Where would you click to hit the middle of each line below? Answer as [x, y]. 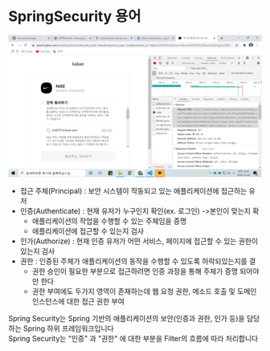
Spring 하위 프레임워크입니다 [68, 329]
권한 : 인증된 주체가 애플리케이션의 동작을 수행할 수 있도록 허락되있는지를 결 [138, 261]
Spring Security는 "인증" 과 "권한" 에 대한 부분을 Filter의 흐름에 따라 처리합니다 [133, 339]
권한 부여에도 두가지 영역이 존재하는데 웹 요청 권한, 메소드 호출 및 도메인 [144, 292]
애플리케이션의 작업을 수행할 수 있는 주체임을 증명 [109, 221]
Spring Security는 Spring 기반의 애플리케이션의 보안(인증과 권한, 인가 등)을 [127, 319]
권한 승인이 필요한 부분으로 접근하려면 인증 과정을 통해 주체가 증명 [135, 271]
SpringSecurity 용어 [75, 16]
